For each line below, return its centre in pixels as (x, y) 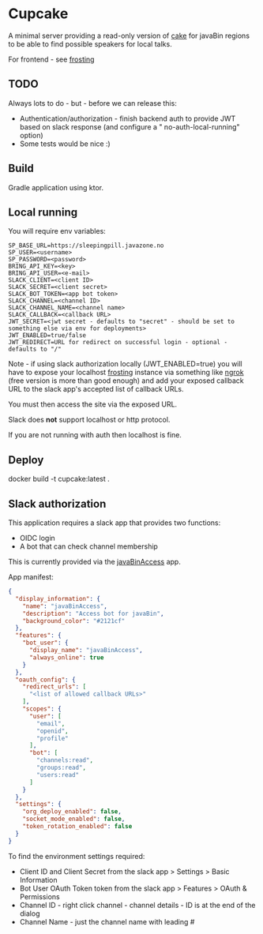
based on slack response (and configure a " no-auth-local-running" (130, 126)
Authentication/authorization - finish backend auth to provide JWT (128, 118)
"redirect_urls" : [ (54, 687)
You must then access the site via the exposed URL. (93, 404)
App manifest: (31, 577)
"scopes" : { (42, 709)
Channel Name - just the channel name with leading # (107, 921)
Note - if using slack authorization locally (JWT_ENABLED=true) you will (125, 364)
